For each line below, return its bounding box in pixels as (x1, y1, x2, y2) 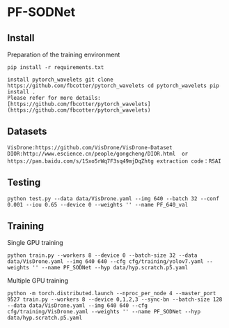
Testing (7, 177, 41, 188)
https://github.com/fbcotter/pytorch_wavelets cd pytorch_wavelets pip (7, 82, 219, 89)
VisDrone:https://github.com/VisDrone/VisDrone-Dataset (7, 144, 173, 151)
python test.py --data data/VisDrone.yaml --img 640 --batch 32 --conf (7, 195, 219, 202)
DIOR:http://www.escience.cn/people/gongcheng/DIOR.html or (7, 150, 189, 157)
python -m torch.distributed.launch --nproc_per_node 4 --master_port (7, 290, 216, 297)
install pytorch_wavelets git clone (7, 76, 113, 83)
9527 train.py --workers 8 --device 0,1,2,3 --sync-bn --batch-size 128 (7, 296, 223, 304)
